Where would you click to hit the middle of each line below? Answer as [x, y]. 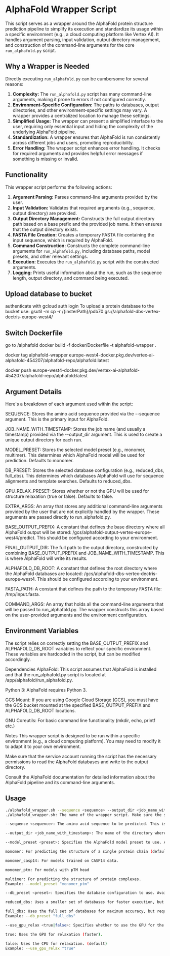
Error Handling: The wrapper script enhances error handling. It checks [86, 148]
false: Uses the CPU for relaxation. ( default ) [56, 944]
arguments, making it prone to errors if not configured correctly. [79, 99]
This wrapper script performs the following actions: [59, 187]
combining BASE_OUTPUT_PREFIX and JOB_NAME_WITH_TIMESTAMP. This [85, 553]
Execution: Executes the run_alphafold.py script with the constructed [86, 262]
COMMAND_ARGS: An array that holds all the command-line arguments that [84, 604]
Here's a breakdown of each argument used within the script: [69, 404]
